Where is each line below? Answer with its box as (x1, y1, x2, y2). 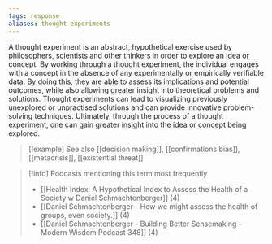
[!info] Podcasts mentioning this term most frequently (28, 168, 208, 178)
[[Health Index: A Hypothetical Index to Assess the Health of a (40, 184, 248, 194)
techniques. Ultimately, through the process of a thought (34, 111, 224, 120)
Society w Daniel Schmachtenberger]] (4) (40, 193, 180, 203)
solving (8, 111, 33, 120)
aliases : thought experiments (8, 20, 111, 28)
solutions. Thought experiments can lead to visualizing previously (8, 94, 227, 103)
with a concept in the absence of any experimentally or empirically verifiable (8, 68, 264, 77)
